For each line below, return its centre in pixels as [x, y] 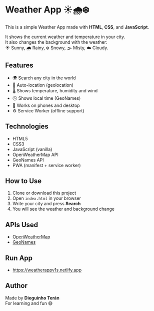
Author [16, 286]
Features [19, 65]
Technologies [27, 127]
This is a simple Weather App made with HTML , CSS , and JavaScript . [77, 27]
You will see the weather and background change [63, 209]
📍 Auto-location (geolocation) [43, 85]
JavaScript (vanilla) [32, 149]
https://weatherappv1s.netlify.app [47, 270]
